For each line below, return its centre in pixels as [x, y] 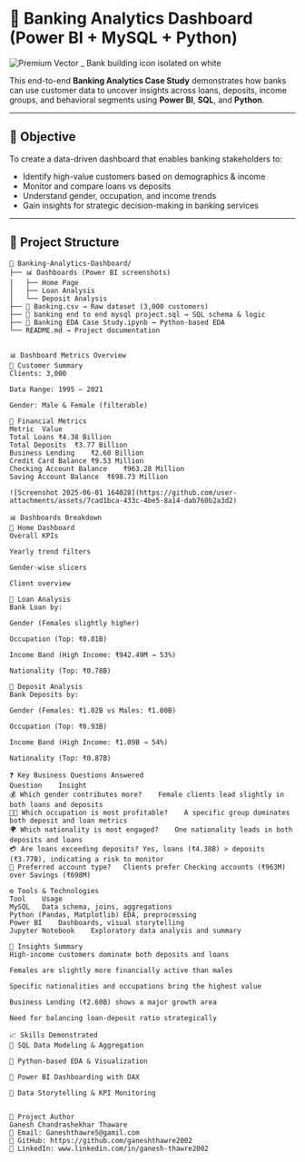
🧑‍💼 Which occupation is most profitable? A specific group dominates [150, 812]
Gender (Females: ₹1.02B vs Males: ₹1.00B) [93, 710]
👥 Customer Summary [46, 365]
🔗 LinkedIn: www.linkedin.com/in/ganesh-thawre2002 [109, 1148]
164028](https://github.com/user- [172, 492]
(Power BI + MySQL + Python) [123, 38]
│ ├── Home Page [44, 282]
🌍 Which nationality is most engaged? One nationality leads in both [151, 830]
